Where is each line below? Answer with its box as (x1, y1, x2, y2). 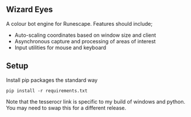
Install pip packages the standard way (6, 76, 98, 84)
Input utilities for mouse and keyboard (14, 44, 107, 51)
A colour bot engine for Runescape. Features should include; (6, 20, 153, 27)
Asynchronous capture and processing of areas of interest (14, 37, 156, 44)
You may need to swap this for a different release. (6, 104, 127, 111)
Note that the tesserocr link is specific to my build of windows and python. (6, 98, 186, 105)
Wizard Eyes (6, 5, 53, 15)
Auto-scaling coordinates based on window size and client (14, 32, 156, 39)
